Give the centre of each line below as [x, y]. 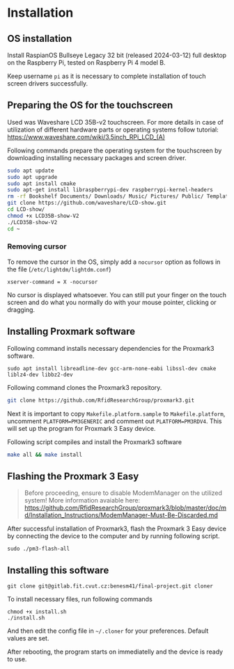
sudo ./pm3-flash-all [39, 549]
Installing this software [58, 570]
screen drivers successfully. [48, 84]
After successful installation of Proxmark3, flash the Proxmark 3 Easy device [117, 529]
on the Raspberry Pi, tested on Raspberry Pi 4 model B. [86, 63]
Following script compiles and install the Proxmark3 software [95, 442]
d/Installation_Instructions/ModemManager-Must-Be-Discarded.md [121, 515]
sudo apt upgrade [32, 177]
